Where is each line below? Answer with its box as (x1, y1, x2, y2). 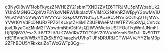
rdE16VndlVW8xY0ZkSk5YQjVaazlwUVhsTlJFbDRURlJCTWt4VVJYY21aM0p (5, 35, 160, 41)
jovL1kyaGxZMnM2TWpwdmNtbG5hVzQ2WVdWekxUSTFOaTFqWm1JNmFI (5, 25, 158, 31)
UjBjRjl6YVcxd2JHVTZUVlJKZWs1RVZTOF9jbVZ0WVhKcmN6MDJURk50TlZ (5, 30, 160, 35)
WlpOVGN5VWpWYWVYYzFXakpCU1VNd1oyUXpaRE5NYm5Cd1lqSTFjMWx (5, 15, 159, 20)
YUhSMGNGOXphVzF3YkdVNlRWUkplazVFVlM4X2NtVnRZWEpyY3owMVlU (5, 9, 160, 15)
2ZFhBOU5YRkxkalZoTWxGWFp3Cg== (5, 40, 85, 46)
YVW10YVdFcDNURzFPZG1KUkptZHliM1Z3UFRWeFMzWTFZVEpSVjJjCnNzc (5, 19, 161, 25)
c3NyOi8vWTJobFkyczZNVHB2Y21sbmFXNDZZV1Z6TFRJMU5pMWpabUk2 (5, 4, 160, 10)
